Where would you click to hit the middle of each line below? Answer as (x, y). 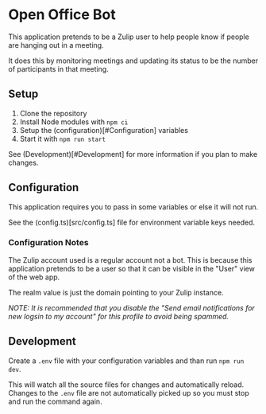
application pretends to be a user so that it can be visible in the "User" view (132, 268)
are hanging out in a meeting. (56, 45)
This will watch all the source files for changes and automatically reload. (126, 385)
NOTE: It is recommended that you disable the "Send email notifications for (132, 307)
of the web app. (34, 277)
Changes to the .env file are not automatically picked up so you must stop (129, 393)
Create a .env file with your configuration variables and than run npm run (126, 361)
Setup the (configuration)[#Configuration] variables (104, 130)
